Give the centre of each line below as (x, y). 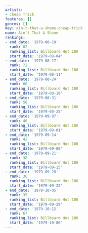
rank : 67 (19, 214)
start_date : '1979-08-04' (36, 56)
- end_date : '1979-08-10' (32, 42)
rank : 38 (19, 158)
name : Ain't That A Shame (32, 33)
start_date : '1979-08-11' (36, 75)
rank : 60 (19, 84)
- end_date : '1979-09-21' (32, 153)
